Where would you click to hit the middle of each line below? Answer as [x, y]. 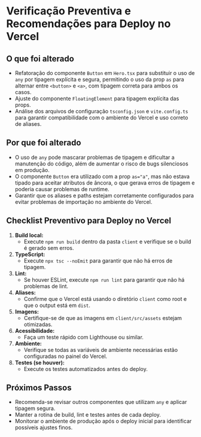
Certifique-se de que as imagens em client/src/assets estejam [103, 318]
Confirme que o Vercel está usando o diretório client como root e [105, 299]
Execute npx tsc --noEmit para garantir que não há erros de [98, 260]
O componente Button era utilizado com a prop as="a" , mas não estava [102, 176]
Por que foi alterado [44, 143]
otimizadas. [38, 324]
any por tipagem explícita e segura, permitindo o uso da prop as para [99, 79]
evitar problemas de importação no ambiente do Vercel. [83, 201]
